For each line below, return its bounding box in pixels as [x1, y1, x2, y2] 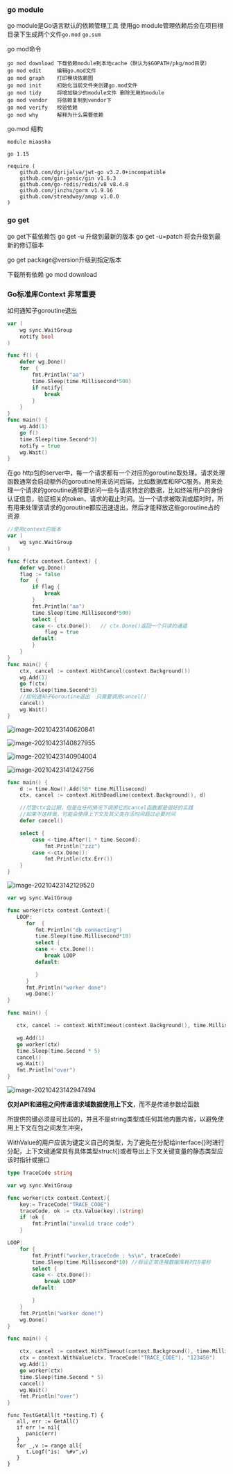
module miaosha [7, 139, 51, 146]
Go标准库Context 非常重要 [7, 289, 96, 299]
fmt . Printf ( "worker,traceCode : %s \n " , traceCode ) [32, 1252, 182, 1259]
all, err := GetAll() [16, 1418, 79, 1425]
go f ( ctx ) [19, 680, 49, 688]
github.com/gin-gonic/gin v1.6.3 [19, 175, 116, 182]
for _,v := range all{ [16, 1442, 82, 1450]
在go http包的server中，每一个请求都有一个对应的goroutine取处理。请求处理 [7, 468, 225, 477]
